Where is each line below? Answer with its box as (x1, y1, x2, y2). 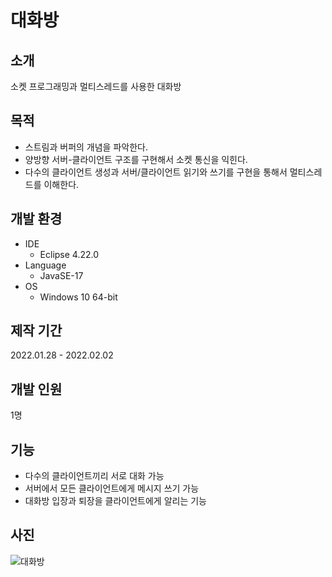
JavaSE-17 (39, 269, 84, 281)
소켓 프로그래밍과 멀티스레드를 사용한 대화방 (10, 81, 182, 92)
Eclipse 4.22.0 (39, 248, 100, 260)
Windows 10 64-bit (39, 291, 118, 303)
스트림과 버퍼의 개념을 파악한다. (24, 141, 148, 153)
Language (24, 259, 67, 271)
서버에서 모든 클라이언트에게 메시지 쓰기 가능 (24, 482, 200, 495)
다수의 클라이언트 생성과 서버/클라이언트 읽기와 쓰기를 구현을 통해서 (24, 166, 288, 178)
